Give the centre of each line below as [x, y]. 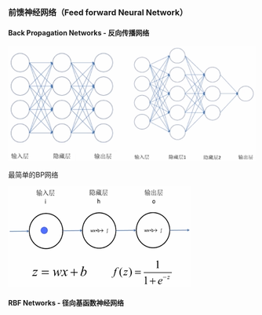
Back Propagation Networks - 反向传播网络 [79, 32]
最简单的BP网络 [33, 174]
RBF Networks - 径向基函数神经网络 [66, 303]
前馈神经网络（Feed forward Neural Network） [98, 12]
